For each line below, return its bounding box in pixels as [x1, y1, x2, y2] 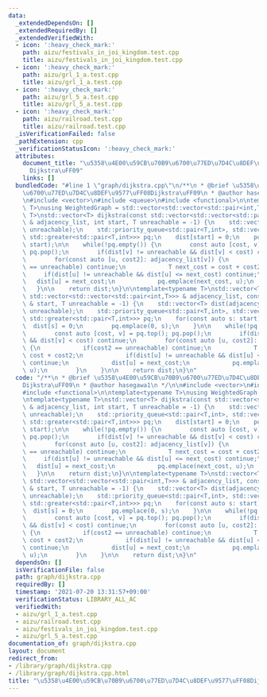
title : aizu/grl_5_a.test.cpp [22, 100, 123, 108]
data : [8, 11, 26, 20]
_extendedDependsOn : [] [15, 19, 94, 27]
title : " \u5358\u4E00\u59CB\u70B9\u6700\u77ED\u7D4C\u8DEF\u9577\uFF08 [8, 676, 250, 684]
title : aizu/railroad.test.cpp [22, 122, 126, 130]
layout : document [8, 647, 66, 656]
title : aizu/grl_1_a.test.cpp [22, 78, 123, 86]
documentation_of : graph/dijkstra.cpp [8, 640, 137, 648]
